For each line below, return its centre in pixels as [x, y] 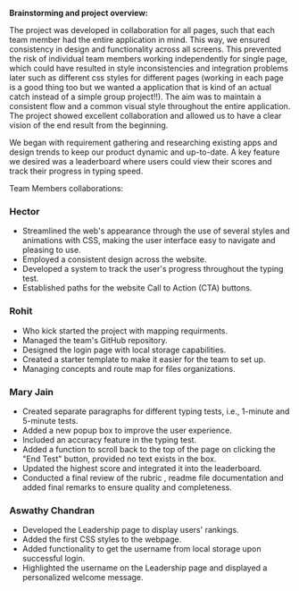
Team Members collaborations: [66, 188]
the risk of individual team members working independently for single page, [149, 59]
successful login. [54, 559]
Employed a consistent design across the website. [114, 259]
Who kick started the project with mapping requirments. [125, 331]
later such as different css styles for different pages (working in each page [146, 78]
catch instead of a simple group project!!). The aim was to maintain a [135, 97]
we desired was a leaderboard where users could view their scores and [141, 161]
